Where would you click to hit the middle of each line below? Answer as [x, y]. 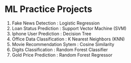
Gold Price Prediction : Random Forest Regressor [62, 55]
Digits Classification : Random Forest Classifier [60, 49]
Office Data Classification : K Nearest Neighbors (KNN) [68, 39]
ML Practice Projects [49, 9]
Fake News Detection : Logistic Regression [56, 23]
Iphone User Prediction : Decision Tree [52, 33]
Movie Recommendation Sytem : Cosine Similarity [63, 44]
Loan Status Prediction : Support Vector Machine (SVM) [69, 28]
